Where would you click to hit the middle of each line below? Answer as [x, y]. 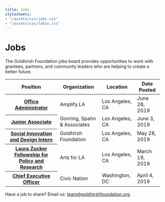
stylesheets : [18, 14]
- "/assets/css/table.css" [33, 23]
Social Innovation [31, 133]
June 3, [146, 118]
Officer [31, 182]
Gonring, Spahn [78, 118]
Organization [79, 87]
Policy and [31, 161]
